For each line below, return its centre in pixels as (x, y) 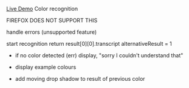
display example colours (46, 67)
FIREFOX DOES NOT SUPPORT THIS (52, 20)
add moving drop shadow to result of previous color (80, 79)
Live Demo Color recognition (42, 9)
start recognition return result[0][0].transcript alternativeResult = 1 (89, 44)
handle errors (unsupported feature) (52, 32)
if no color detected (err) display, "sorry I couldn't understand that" (99, 55)
